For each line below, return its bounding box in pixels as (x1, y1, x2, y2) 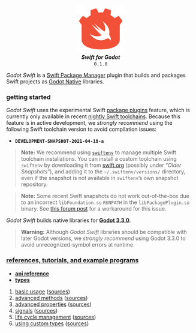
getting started (6, 92, 51, 101)
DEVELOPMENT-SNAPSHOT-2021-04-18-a (14, 139, 104, 145)
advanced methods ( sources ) (14, 294, 88, 301)
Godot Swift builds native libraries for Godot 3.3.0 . (6, 217, 131, 224)
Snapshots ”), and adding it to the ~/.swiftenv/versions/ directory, (20, 168, 186, 175)
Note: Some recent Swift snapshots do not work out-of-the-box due (20, 193, 190, 200)
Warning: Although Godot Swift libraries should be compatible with (20, 229, 187, 236)
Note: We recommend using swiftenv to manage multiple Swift (20, 149, 177, 156)
